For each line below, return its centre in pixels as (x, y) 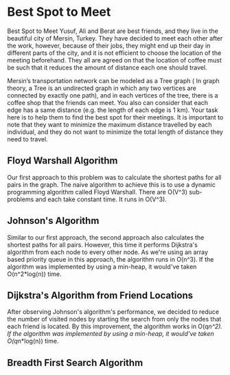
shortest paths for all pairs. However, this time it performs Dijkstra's (102, 245)
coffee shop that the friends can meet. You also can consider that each (107, 102)
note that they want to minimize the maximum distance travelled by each (110, 124)
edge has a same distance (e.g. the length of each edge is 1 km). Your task (113, 110)
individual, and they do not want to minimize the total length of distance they (115, 132)
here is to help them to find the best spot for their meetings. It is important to (115, 117)
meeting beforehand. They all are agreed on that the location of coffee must (114, 60)
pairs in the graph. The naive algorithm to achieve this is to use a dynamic (112, 184)
